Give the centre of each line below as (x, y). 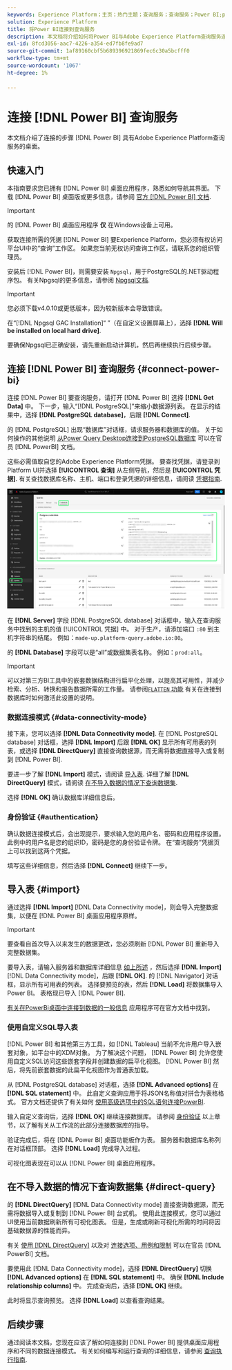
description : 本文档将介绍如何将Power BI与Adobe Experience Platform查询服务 (114, 37)
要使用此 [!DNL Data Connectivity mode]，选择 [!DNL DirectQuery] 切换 (110, 1268)
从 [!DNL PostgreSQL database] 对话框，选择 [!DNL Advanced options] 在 (113, 1084)
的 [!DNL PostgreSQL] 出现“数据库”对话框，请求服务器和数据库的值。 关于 (112, 430)
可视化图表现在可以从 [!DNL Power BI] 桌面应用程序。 (83, 1163)
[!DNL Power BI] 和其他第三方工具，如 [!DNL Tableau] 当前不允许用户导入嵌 (115, 1044)
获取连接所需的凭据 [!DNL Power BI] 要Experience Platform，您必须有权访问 (115, 240)
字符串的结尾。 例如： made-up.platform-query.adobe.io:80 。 (100, 637)
